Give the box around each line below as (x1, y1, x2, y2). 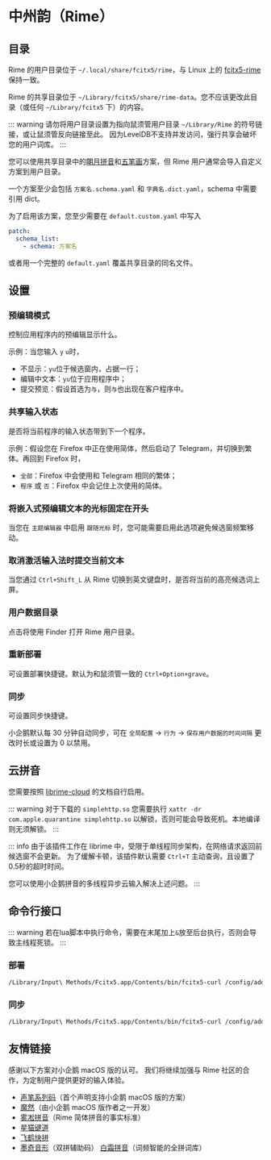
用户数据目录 (8, 607, 59, 618)
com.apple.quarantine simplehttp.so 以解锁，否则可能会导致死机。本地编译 (8, 814, 261, 824)
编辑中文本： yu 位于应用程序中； (19, 374, 127, 384)
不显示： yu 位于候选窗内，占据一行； (19, 364, 141, 373)
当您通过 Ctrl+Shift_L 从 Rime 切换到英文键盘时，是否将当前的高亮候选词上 (8, 574, 261, 585)
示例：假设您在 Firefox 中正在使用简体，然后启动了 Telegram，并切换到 (8, 443, 245, 453)
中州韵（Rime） (8, 7, 115, 26)
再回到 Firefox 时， (22, 453, 85, 463)
